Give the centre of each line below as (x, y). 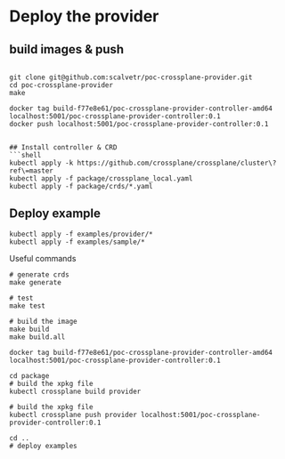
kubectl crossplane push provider (73, 415)
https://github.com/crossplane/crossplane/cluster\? (177, 163)
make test (28, 306)
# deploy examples (43, 446)
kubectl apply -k (41, 163)
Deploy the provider (84, 16)
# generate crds (39, 274)
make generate (36, 282)
